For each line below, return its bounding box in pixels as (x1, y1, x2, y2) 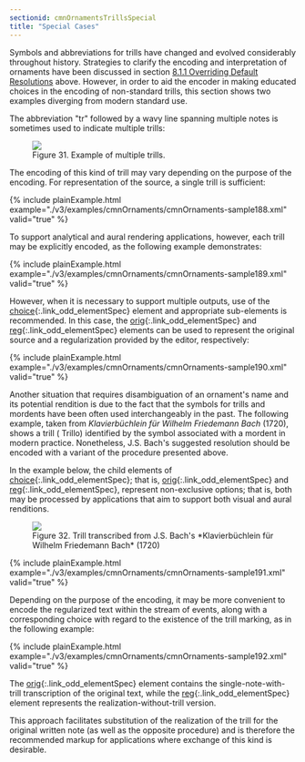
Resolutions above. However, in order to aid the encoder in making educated (9, 76, 297, 86)
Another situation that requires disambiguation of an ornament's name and (9, 389, 290, 400)
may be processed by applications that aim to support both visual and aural (9, 493, 292, 504)
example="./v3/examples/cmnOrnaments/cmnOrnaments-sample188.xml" (9, 204, 288, 215)
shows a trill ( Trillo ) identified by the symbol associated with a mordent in (9, 427, 286, 438)
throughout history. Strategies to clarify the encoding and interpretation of (9, 56, 288, 67)
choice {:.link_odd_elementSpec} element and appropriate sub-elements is (9, 305, 288, 316)
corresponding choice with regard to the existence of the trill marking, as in (9, 614, 292, 625)
